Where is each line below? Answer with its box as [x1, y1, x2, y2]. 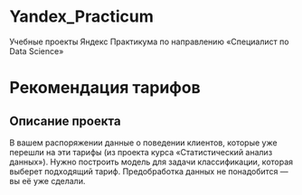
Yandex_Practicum [9, 6, 154, 27]
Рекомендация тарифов [9, 78, 201, 98]
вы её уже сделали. [9, 175, 86, 186]
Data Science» [9, 45, 64, 56]
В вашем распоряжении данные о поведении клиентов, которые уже [9, 137, 278, 148]
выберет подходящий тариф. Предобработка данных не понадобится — [9, 165, 289, 177]
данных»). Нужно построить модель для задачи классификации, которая [9, 156, 294, 167]
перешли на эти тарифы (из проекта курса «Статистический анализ [9, 146, 273, 157]
